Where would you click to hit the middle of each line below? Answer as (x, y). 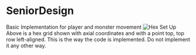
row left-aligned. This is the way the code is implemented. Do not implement (98, 39)
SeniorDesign (40, 11)
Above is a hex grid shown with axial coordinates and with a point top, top (95, 33)
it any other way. (26, 46)
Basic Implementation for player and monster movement (74, 27)
